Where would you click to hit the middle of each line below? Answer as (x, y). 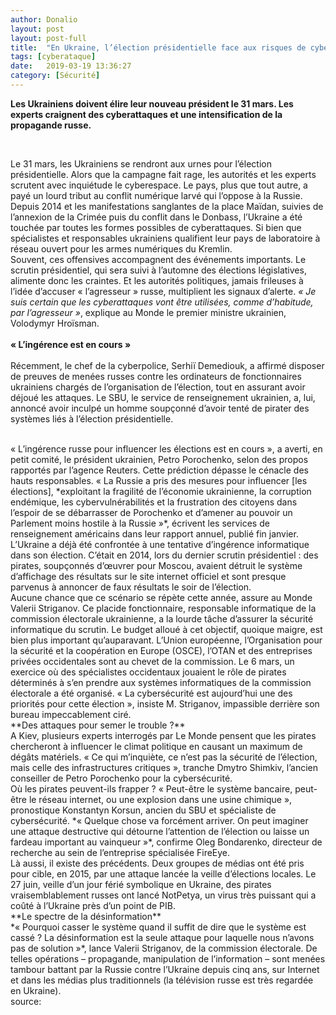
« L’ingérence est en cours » (71, 344)
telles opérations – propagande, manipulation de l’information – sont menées (168, 958)
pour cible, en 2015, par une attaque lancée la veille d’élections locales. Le (163, 873)
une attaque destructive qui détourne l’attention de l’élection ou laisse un (160, 831)
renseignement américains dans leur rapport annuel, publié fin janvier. (154, 533)
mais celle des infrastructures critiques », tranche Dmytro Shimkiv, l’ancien (164, 767)
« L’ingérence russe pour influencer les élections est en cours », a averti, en (166, 448)
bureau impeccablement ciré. (71, 714)
